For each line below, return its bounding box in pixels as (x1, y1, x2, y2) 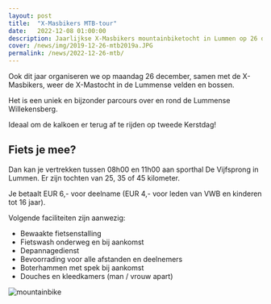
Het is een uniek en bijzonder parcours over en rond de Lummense (8, 96, 231, 105)
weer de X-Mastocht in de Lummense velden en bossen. (47, 80, 236, 90)
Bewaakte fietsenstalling (19, 228, 102, 238)
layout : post (8, 11, 52, 20)
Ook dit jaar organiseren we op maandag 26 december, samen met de (8, 72, 241, 81)
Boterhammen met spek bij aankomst (19, 263, 144, 273)
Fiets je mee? (8, 143, 77, 157)
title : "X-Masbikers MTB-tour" (8, 19, 117, 27)
